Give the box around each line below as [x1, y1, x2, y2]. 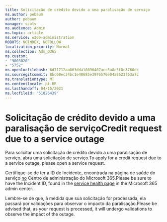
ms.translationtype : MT [5, 77, 55, 82]
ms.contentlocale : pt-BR [5, 81, 57, 86]
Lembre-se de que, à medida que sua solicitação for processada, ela [5, 195, 146, 202]
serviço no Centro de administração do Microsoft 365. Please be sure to [5, 175, 152, 181]
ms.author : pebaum [5, 12, 43, 17]
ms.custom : [5, 53, 28, 59]
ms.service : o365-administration [5, 35, 75, 40]
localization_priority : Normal [5, 44, 70, 49]
